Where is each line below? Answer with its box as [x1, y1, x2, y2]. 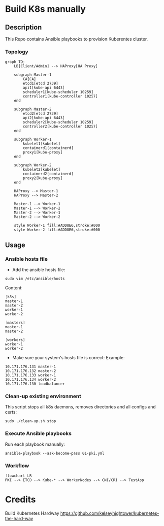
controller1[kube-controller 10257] [23, 94, 98, 99]
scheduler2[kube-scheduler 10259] [23, 120, 94, 125]
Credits [5, 494, 36, 505]
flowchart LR [5, 473, 32, 478]
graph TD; [5, 60, 26, 64]
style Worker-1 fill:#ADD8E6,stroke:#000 [14, 223, 100, 228]
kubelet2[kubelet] [23, 167, 61, 172]
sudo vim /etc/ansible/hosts [5, 276, 65, 281]
